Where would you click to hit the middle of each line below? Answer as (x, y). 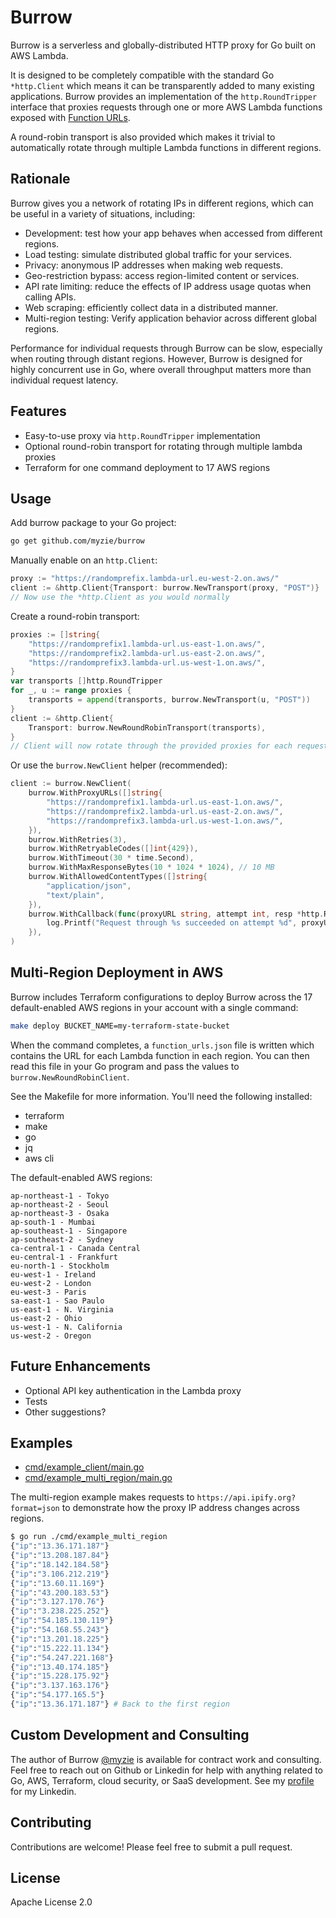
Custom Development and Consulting (130, 1735)
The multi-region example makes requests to (102, 1497)
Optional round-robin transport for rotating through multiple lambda (163, 446)
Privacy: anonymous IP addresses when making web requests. (154, 265)
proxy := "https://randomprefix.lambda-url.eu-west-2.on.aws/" (145, 579)
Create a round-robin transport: (75, 616)
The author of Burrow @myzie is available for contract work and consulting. (166, 1759)
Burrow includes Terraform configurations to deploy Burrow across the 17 (161, 997)
